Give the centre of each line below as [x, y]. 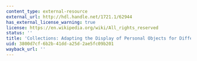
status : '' [19, 33]
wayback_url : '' [26, 49]
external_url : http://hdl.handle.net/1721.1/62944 [69, 17]
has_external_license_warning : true [51, 22]
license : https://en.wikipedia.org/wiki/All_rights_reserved [82, 28]
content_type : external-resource [47, 11]
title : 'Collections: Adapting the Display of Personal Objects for [91, 38]
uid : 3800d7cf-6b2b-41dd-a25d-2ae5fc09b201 [60, 44]
